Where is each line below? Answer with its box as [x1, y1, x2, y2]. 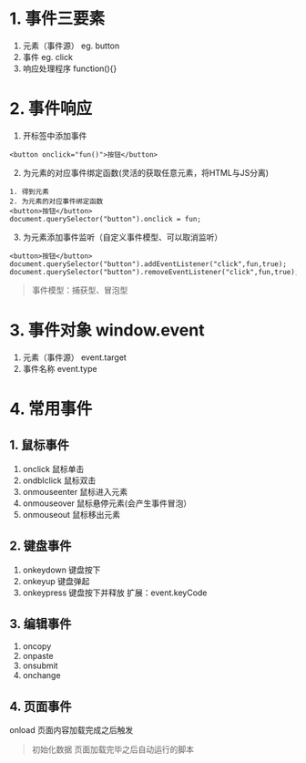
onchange [22, 670, 61, 681]
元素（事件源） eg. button [22, 40, 120, 51]
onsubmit [22, 660, 58, 671]
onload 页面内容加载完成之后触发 [9, 725, 134, 736]
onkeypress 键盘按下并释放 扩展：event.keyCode [22, 587, 208, 598]
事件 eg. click [22, 51, 73, 62]
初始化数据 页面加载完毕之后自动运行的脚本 [31, 744, 194, 755]
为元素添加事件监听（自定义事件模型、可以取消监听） [22, 232, 223, 242]
